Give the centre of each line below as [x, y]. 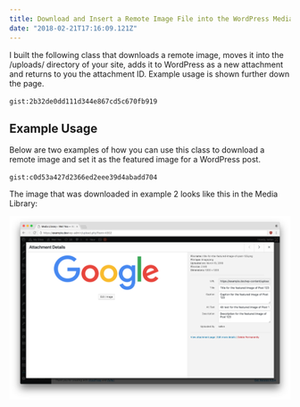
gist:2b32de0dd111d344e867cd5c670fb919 [83, 101]
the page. [27, 83]
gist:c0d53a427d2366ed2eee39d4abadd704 [83, 178]
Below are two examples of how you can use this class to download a [137, 150]
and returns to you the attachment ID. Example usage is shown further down [150, 74]
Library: [24, 203]
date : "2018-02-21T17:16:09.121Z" [74, 28]
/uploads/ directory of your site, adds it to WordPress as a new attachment [146, 64]
